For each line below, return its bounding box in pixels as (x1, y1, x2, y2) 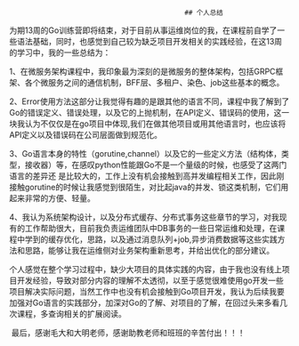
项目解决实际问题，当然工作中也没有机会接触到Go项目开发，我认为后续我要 (9, 286, 285, 296)
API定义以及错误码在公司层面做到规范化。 (9, 130, 163, 140)
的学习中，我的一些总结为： (9, 47, 111, 58)
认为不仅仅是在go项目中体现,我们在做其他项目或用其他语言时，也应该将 (24, 118, 287, 129)
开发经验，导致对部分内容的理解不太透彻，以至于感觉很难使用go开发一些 (16, 275, 284, 286)
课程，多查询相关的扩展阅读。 (16, 309, 126, 318)
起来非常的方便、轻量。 (9, 193, 95, 203)
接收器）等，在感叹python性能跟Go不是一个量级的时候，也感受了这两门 (24, 159, 287, 170)
